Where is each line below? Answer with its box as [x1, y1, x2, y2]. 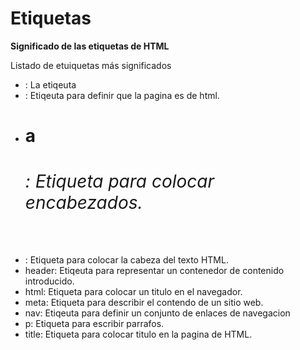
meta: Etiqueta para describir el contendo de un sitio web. [24, 296, 264, 308]
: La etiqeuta [24, 78, 77, 91]
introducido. [24, 275, 75, 287]
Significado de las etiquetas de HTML [10, 40, 170, 52]
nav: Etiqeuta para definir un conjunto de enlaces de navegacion [24, 307, 291, 319]
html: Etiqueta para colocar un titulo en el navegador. [24, 285, 243, 297]
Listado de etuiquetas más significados [10, 59, 172, 71]
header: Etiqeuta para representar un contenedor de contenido [24, 264, 285, 276]
